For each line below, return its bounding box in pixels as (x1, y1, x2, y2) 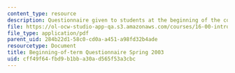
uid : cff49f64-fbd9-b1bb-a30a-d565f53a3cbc (7, 56, 136, 63)
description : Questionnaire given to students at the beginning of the (7, 17, 220, 24)
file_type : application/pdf (7, 29, 90, 37)
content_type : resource (7, 10, 77, 17)
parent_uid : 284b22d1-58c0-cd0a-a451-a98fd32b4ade (7, 36, 158, 43)
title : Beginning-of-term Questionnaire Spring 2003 (7, 49, 164, 56)
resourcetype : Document (7, 42, 77, 49)
